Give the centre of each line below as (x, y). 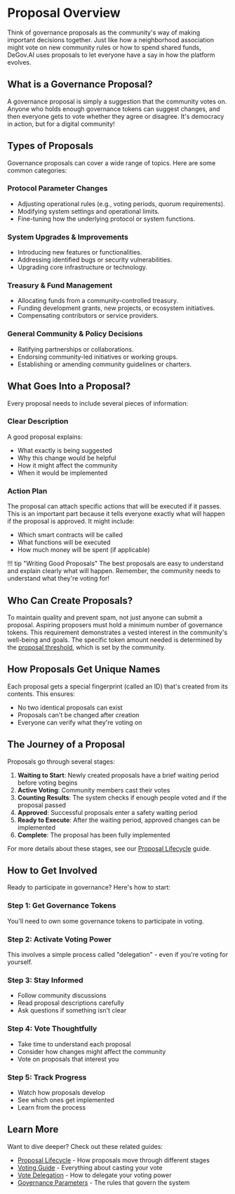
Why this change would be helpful (67, 458)
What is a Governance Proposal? (80, 85)
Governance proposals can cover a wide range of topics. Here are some (112, 162)
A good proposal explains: (45, 437)
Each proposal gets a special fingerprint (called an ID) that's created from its (117, 686)
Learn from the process (52, 1107)
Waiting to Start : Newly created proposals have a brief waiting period (118, 775)
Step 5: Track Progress (47, 1077)
